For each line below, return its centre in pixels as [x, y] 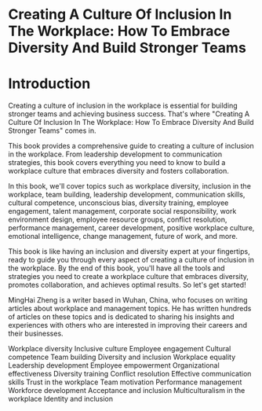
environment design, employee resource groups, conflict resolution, [118, 220]
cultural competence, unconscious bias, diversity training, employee [118, 203]
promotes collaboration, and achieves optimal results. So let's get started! [127, 285]
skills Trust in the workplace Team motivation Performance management [125, 382]
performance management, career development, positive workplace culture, [131, 228]
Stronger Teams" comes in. [52, 130]
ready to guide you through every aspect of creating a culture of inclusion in [131, 260]
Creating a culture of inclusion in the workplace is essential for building [123, 106]
